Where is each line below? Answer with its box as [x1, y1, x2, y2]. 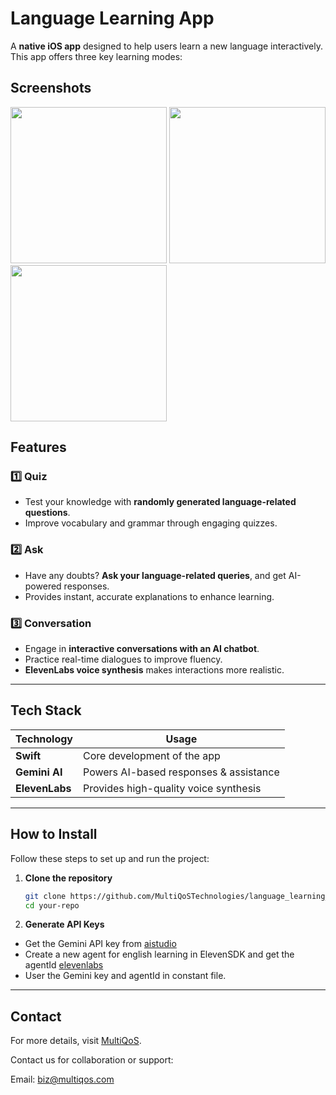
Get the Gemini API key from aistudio [24, 938, 177, 950]
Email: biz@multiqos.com [10, 1073, 115, 1086]
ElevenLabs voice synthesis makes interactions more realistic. [24, 664, 285, 676]
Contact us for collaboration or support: [10, 1054, 174, 1066]
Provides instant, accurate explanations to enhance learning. [24, 590, 275, 602]
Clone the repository [24, 872, 113, 884]
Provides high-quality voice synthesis [83, 781, 262, 795]
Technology [15, 732, 73, 746]
